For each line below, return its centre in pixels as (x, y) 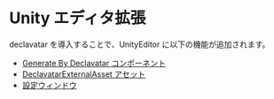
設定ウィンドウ (49, 85)
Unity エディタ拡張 (78, 18)
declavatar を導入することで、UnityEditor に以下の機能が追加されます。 (140, 44)
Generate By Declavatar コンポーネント (94, 63)
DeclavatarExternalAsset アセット (84, 74)
